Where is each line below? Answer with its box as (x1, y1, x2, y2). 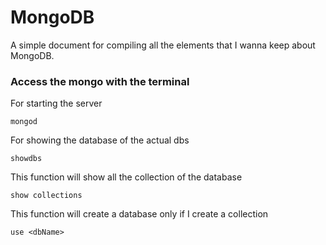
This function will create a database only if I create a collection (10, 208, 269, 220)
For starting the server (10, 97, 103, 110)
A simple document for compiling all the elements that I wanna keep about (10, 39, 316, 51)
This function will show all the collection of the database (10, 171, 243, 183)
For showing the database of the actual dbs (10, 134, 190, 146)
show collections (10, 191, 83, 201)
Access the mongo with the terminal (10, 74, 190, 88)
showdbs (10, 154, 43, 164)
